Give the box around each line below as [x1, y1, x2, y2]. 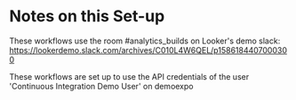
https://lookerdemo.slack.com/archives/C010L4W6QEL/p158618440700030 [9, 44, 287, 55]
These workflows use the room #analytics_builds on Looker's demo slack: [9, 35, 281, 46]
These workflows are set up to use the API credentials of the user [9, 71, 250, 81]
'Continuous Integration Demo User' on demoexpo [9, 81, 194, 91]
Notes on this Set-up [9, 6, 165, 27]
